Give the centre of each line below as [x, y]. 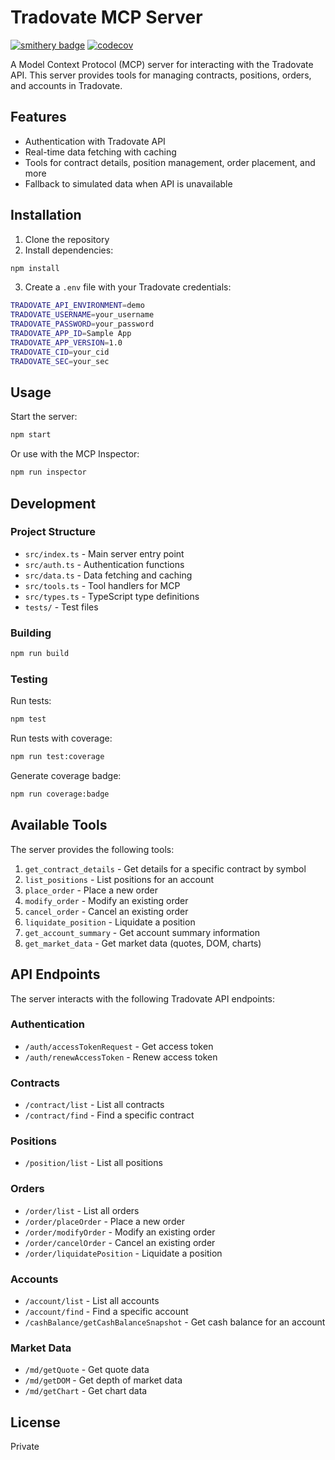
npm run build [40, 654]
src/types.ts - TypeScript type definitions [112, 596]
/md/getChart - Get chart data [86, 1391]
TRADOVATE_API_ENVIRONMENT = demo [77, 306]
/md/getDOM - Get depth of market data [103, 1380]
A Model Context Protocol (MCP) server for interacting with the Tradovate [162, 64]
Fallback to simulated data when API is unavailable [128, 183]
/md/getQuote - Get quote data [87, 1370]
